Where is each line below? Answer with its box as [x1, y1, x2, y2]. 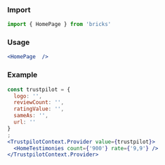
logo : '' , [13, 93, 42, 100]
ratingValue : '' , [13, 105, 65, 113]
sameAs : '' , [13, 112, 49, 119]
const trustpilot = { [7, 86, 71, 93]
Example [7, 70, 38, 80]
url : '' [13, 119, 37, 126]
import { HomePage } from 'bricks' [7, 21, 112, 28]
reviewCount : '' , [13, 99, 65, 106]
